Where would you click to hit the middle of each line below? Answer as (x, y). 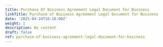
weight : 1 (15, 23)
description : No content (31, 28)
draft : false (19, 32)
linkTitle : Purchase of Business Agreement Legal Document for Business (82, 14)
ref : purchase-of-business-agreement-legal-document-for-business (75, 37)
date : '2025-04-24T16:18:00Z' (36, 19)
